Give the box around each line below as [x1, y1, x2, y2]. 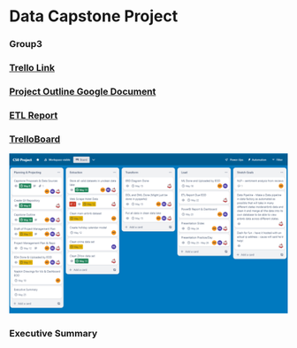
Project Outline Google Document [9, 85, 156, 97]
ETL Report [9, 109, 58, 121]
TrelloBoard [9, 133, 60, 145]
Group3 [9, 38, 42, 50]
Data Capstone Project [9, 6, 179, 27]
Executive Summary [9, 327, 98, 339]
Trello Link [9, 62, 56, 74]
